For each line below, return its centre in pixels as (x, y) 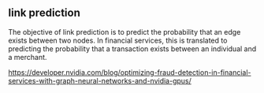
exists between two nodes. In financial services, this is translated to (118, 40)
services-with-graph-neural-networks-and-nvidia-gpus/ (100, 80)
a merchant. (28, 57)
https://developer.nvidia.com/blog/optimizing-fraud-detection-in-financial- (130, 72)
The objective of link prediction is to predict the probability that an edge (125, 32)
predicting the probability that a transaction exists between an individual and (132, 48)
